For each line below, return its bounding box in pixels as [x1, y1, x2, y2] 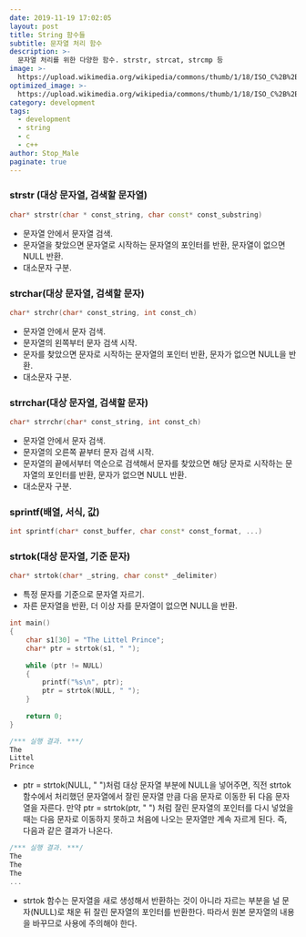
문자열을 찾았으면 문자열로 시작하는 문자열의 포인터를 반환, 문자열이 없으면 [22, 239, 286, 250]
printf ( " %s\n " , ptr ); [42, 677, 125, 687]
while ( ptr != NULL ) [25, 661, 104, 670]
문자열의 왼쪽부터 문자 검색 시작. [22, 337, 138, 348]
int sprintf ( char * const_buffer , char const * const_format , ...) [9, 527, 263, 536]
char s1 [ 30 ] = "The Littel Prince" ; [25, 636, 166, 645]
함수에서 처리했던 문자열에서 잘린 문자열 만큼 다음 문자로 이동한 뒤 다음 [22, 791, 273, 802]
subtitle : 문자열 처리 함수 [9, 38, 103, 48]
